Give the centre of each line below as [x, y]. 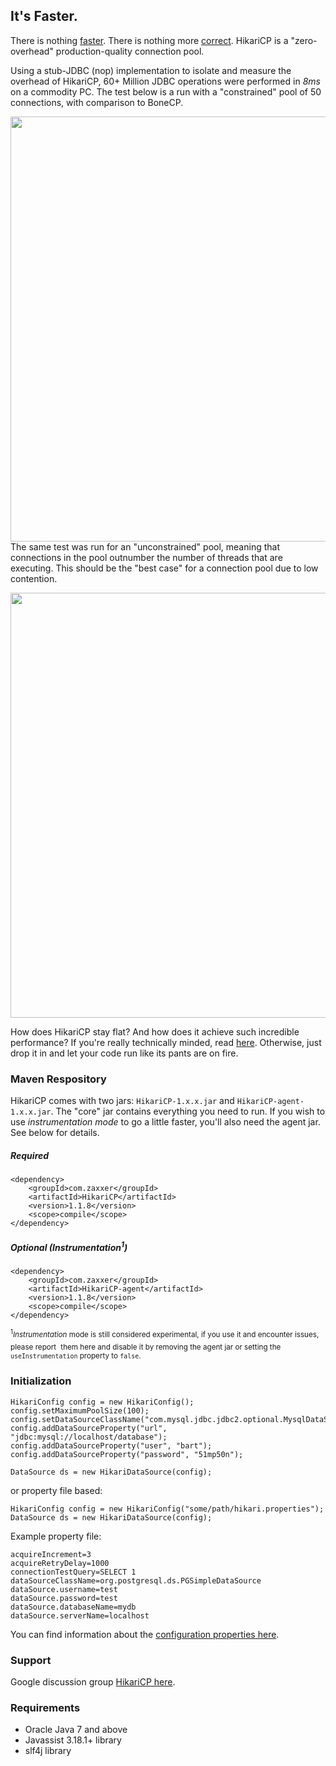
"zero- [304, 40]
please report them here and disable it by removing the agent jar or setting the [146, 1347]
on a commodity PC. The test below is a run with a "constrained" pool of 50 [166, 91]
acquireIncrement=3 [51, 1554]
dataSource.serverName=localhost [80, 1615]
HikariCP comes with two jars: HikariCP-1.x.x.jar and [122, 1101]
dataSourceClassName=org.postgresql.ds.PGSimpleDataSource [136, 1580]
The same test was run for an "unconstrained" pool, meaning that [145, 546]
